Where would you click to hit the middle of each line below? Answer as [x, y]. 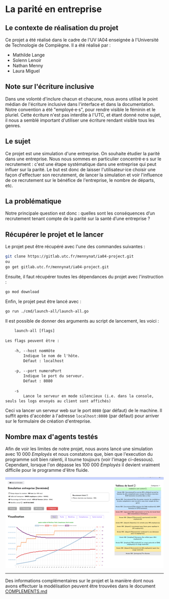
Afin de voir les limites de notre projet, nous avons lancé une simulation [79, 449]
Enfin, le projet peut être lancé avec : [43, 301]
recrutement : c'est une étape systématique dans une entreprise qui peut [81, 164]
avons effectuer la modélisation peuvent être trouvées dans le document [80, 586]
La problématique [33, 201]
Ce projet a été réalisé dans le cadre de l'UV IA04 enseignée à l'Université [82, 40]
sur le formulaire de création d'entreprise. [48, 421]
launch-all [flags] [35, 331]
